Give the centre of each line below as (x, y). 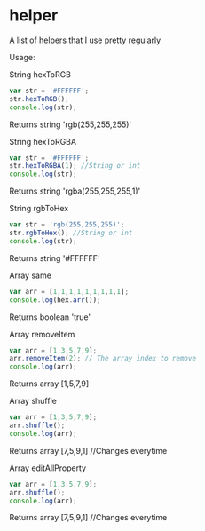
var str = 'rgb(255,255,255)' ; (67, 225)
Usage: (22, 57)
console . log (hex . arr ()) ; (55, 300)
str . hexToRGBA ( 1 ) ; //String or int (75, 166)
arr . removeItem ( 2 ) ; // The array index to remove (103, 359)
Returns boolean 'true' (50, 317)
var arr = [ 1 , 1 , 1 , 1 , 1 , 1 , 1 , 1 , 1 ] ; (69, 291)
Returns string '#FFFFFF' (55, 258)
